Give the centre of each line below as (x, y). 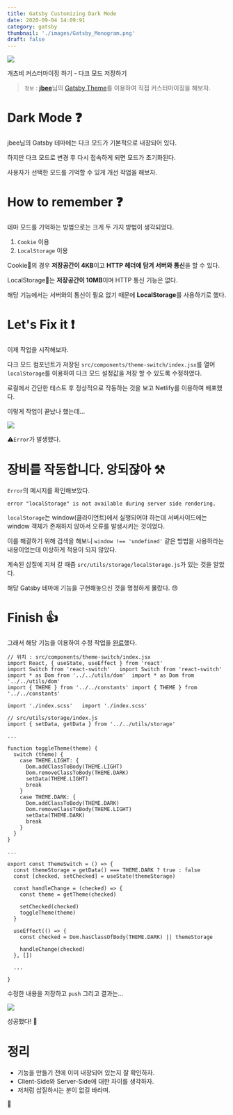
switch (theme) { (39, 754)
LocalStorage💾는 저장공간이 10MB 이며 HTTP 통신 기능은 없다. (93, 280)
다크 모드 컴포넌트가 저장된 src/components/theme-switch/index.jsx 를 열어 (111, 364)
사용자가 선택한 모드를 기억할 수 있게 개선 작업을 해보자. (82, 173)
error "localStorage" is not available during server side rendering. (112, 504)
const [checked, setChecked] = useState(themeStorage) (95, 876)
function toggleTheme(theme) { (53, 748)
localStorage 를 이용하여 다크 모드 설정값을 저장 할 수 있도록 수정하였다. (105, 373)
